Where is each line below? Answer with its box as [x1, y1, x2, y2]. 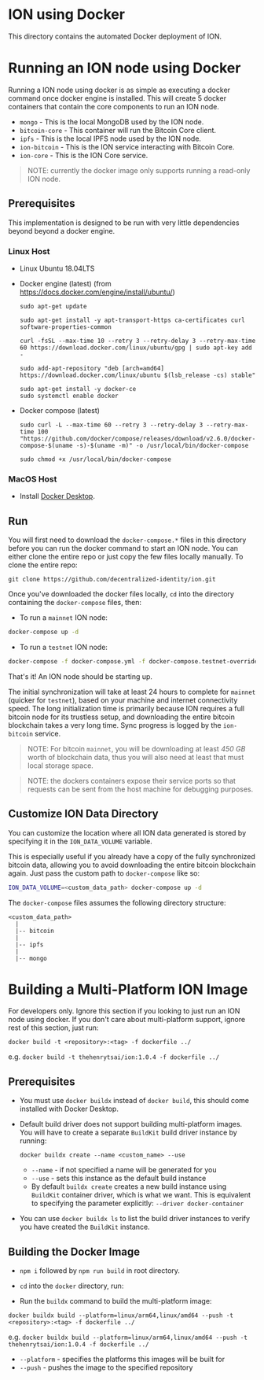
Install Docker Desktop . [19, 492, 96, 501]
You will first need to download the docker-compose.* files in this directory [8, 535, 247, 544]
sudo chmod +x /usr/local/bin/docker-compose [19, 455, 171, 463]
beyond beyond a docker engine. [8, 226, 115, 235]
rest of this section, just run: [8, 1023, 99, 1032]
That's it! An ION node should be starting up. [8, 671, 153, 681]
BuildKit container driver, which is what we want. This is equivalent [31, 1190, 251, 1200]
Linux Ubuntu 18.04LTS [19, 264, 95, 273]
